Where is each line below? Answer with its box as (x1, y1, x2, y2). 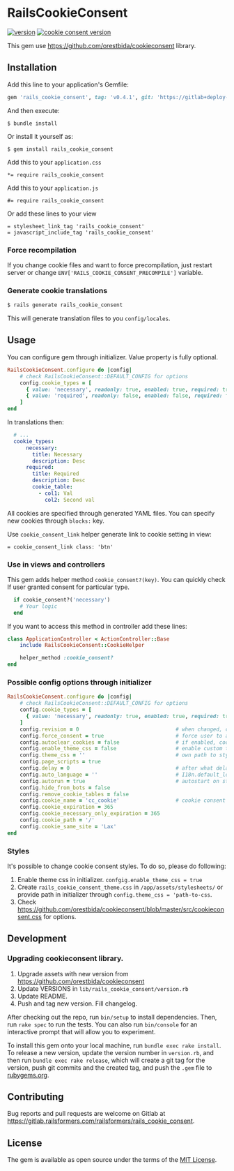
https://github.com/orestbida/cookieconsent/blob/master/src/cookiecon (17, 905, 224, 913)
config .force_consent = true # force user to (19, 732, 223, 739)
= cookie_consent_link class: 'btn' (7, 543, 114, 551)
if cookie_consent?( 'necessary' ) (13, 596, 111, 603)
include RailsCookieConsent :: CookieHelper (19, 642, 145, 649)
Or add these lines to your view (7, 209, 97, 218)
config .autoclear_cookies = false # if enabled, (19, 738, 217, 746)
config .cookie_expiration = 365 (19, 804, 114, 811)
